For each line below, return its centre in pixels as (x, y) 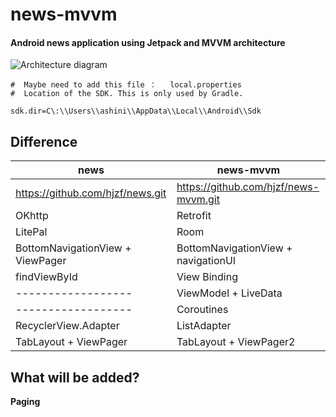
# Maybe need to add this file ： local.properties (126, 85)
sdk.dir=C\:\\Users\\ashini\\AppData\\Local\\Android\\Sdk (136, 111)
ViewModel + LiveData (229, 293)
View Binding (207, 277)
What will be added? (75, 377)
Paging (25, 402)
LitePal (31, 232)
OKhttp (32, 216)
